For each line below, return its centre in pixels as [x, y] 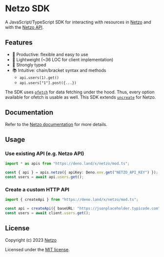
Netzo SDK [28, 9]
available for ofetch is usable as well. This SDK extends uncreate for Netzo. [81, 97]
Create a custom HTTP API [37, 190]
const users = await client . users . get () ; [48, 213]
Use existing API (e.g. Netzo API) [45, 153]
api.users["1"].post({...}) [48, 83]
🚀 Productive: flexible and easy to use [50, 54]
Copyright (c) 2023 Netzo [31, 240]
